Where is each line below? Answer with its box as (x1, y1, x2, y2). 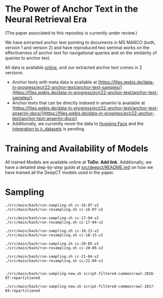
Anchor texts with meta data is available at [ (12, 79, 100, 85)
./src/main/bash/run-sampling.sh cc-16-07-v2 (5, 203, 99, 208)
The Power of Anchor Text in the (5, 3, 138, 15)
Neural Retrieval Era (5, 14, 87, 25)
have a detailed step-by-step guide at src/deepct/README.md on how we (5, 164, 153, 170)
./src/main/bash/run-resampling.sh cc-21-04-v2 (5, 258, 104, 263)
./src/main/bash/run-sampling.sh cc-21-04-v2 (5, 254, 99, 259)
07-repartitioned (5, 275, 40, 280)
